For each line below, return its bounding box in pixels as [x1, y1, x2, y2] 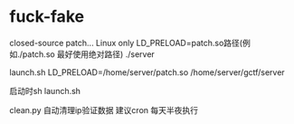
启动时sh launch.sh [9, 85, 81, 96]
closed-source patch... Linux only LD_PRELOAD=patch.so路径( [9, 37, 242, 48]
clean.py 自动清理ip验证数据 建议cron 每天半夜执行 [9, 104, 199, 115]
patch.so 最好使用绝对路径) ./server [22, 48, 156, 60]
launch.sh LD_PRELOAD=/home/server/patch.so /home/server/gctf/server [9, 66, 285, 78]
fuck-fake [9, 6, 84, 27]
